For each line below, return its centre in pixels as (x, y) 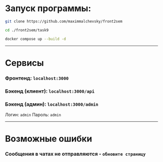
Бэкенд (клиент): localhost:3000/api (50, 91)
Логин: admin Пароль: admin (33, 114)
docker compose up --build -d (36, 39)
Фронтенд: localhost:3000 (37, 78)
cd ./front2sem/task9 (27, 30)
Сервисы (24, 63)
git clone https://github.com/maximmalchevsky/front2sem (64, 21)
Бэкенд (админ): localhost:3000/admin (52, 104)
